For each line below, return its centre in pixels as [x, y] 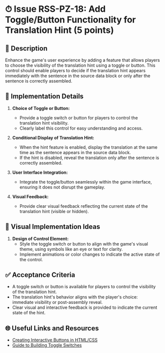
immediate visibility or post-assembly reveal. [57, 302]
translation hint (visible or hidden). [54, 211]
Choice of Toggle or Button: [41, 108]
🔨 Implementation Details [44, 96]
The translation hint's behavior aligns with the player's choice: [75, 297]
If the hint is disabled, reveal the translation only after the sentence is [89, 158]
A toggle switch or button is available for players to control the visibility [84, 287]
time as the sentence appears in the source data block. [75, 152]
